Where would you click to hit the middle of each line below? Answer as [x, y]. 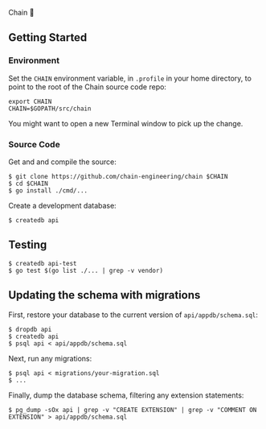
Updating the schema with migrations [104, 295]
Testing [28, 245]
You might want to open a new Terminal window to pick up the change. [126, 123]
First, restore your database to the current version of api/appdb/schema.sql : [133, 315]
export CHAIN [30, 101]
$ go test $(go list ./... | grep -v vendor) [86, 270]
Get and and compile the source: [62, 162]
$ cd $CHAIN [28, 184]
